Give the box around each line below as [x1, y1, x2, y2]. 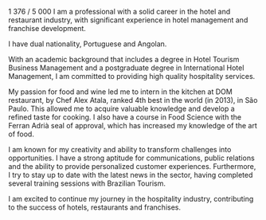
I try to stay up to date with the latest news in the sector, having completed [8, 171, 253, 179]
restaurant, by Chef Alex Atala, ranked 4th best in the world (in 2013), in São [8, 96, 258, 104]
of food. [8, 129, 34, 139]
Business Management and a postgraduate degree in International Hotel [8, 63, 244, 73]
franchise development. [8, 24, 86, 33]
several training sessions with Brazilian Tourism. [8, 179, 166, 188]
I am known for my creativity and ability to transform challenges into [8, 145, 232, 154]
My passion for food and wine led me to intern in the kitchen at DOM [8, 87, 233, 96]
